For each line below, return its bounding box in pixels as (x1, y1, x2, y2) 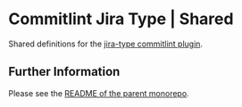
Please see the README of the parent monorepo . (8, 87, 189, 98)
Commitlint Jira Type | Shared (8, 9, 234, 29)
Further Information (8, 64, 121, 79)
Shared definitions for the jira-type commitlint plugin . (8, 38, 203, 49)
